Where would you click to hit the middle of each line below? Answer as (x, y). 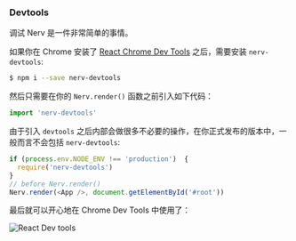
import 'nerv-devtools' (53, 113)
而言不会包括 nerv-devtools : (68, 142)
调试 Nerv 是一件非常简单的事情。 (71, 33)
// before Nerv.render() (55, 184)
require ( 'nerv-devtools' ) (65, 167)
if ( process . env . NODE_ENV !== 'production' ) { (99, 159)
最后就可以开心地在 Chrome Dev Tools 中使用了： (100, 210)
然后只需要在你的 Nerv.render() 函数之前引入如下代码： (111, 96)
